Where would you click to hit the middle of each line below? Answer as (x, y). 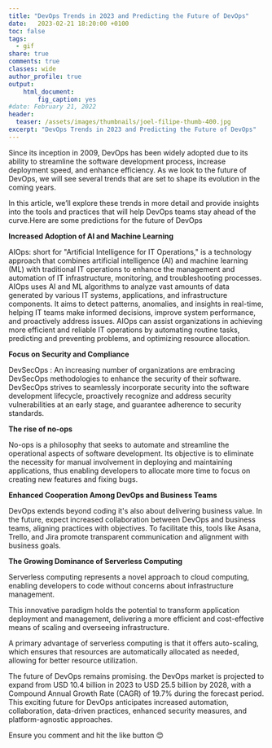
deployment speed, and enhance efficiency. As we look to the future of (127, 170)
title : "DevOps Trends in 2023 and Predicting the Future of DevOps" (129, 16)
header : (22, 115)
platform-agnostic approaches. (61, 719)
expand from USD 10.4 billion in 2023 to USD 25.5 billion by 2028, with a (130, 685)
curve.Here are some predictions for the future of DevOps (105, 220)
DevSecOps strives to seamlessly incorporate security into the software (129, 387)
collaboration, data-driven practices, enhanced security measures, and (127, 711)
